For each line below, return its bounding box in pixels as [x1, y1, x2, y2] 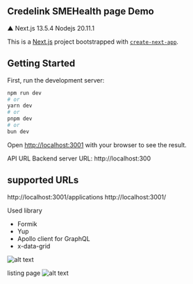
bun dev [7, 128, 30, 135]
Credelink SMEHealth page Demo [7, 6, 154, 17]
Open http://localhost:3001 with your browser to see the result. [7, 140, 187, 149]
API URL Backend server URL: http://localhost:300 [7, 154, 151, 162]
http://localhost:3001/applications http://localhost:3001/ [7, 192, 167, 201]
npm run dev [7, 90, 42, 97]
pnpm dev [7, 115, 33, 122]
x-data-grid [17, 242, 51, 250]
